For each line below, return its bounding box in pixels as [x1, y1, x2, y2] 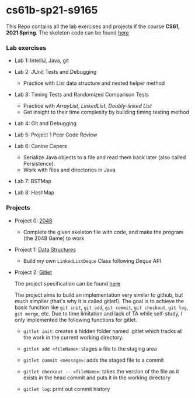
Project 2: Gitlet [14, 269, 53, 276]
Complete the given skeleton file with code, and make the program [23, 228, 184, 235]
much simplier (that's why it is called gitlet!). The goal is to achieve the [14, 297, 184, 304]
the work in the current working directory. [23, 334, 124, 341]
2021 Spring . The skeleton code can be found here [6, 29, 130, 36]
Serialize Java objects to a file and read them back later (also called [23, 154, 186, 161]
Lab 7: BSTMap [14, 178, 51, 185]
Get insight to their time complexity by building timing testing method [23, 109, 190, 116]
